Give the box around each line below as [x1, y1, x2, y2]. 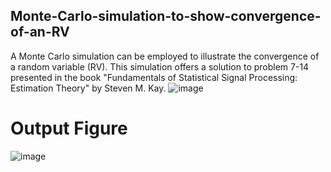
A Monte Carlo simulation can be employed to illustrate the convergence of [10, 50, 320, 62]
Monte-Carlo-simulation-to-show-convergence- [10, 8, 322, 25]
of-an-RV [10, 24, 70, 41]
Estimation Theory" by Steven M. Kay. [10, 82, 167, 94]
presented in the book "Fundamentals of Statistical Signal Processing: [10, 71, 298, 83]
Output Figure [10, 117, 128, 139]
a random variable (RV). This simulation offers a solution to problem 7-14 [10, 60, 310, 73]
